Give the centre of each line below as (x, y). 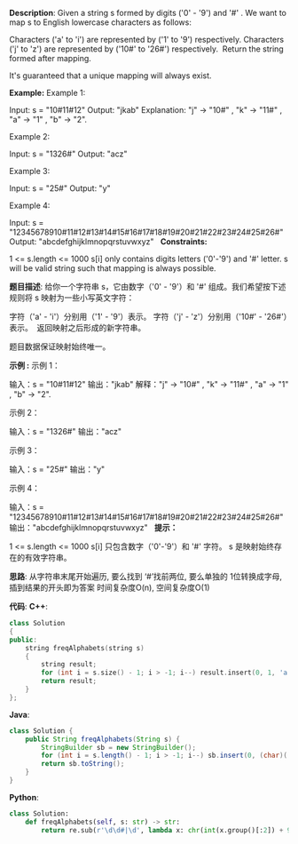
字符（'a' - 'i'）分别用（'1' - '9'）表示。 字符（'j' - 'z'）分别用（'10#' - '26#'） (149, 316)
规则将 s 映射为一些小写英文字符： (72, 298)
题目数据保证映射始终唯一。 (60, 346)
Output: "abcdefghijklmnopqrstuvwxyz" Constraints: (108, 242)
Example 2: (30, 136)
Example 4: (30, 205)
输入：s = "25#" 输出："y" (57, 469)
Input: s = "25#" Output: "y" (60, 188)
